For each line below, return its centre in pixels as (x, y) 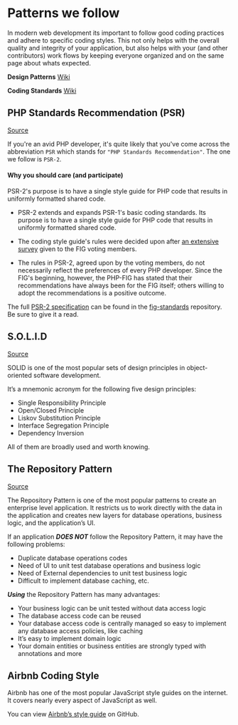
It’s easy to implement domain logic (69, 638)
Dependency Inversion (50, 433)
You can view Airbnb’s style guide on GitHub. (74, 714)
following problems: (36, 544)
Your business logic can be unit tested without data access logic (112, 608)
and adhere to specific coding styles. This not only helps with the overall (113, 40)
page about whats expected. (49, 63)
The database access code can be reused (79, 615)
